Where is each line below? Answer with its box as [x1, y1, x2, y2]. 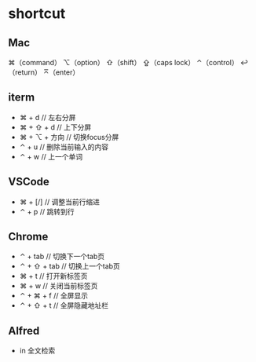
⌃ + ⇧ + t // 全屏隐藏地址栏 [19, 301, 108, 310]
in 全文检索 [19, 346, 56, 356]
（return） [8, 68, 42, 77]
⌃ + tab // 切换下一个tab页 [19, 252, 105, 261]
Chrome [8, 230, 49, 243]
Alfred [8, 324, 40, 338]
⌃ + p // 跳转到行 [19, 207, 75, 216]
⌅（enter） [42, 68, 80, 77]
